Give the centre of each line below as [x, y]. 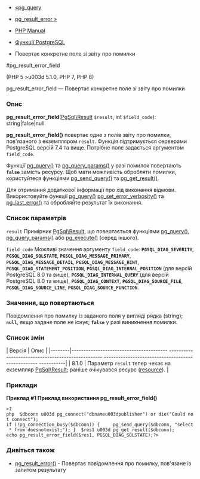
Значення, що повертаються [50, 303]
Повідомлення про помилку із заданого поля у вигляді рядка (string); [95, 316]
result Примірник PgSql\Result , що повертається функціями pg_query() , [98, 231]
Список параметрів [36, 218]
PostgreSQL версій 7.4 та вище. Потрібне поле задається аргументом [95, 148]
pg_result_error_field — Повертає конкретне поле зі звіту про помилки [96, 89]
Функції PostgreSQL [40, 42]
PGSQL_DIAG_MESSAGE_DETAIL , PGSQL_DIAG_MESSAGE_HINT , [73, 262]
